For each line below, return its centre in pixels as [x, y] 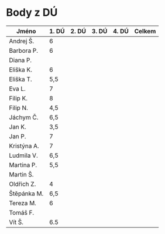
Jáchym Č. [24, 117]
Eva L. [18, 89]
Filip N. [18, 107]
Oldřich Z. [23, 184]
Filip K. [18, 98]
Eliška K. [20, 69]
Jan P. [18, 136]
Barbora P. [23, 50]
